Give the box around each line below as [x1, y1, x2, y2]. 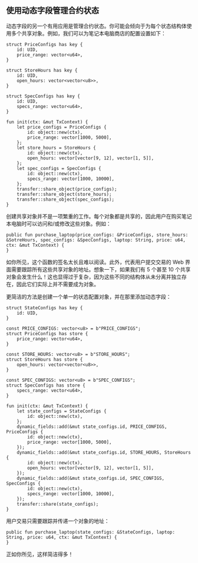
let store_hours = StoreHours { [16, 145, 96, 150]
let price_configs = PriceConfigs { [16, 124, 107, 130]
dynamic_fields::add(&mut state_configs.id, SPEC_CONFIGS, [16, 475, 165, 481]
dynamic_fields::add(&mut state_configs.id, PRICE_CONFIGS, [16, 424, 167, 430]
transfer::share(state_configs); [16, 501, 99, 507]
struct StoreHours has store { [6, 356, 83, 362]
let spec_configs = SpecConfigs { [16, 165, 101, 171]
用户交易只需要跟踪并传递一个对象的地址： [6, 517, 110, 524]
